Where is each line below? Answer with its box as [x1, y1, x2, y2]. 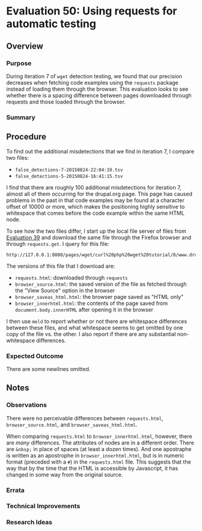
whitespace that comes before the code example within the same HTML [6, 209, 185, 216]
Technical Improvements [6, 502, 81, 511]
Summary [6, 113, 36, 121]
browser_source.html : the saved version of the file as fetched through [14, 280, 187, 287]
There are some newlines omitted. [6, 365, 91, 372]
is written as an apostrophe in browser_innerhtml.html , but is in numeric [6, 452, 185, 459]
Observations [6, 401, 47, 410]
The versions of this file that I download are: [6, 262, 115, 269]
